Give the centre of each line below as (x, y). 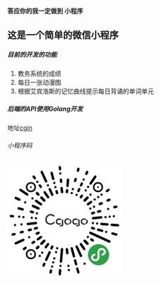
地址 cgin (20, 128)
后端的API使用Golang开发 (45, 109)
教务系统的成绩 (39, 73)
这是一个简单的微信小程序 (63, 35)
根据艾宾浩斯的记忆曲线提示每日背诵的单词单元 (85, 91)
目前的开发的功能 (32, 54)
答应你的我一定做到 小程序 (45, 11)
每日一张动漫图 (39, 82)
